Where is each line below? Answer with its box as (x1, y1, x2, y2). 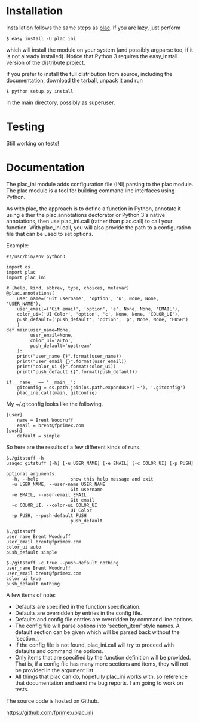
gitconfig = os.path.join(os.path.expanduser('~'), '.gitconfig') (17, 385, 186, 391)
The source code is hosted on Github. (6, 697, 99, 705)
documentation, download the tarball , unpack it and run (6, 77, 143, 84)
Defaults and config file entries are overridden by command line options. (14, 615, 194, 623)
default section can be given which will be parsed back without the (14, 628, 180, 636)
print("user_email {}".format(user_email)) (17, 358, 127, 364)
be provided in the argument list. (14, 666, 96, 673)
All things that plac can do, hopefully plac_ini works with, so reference (14, 673, 188, 680)
